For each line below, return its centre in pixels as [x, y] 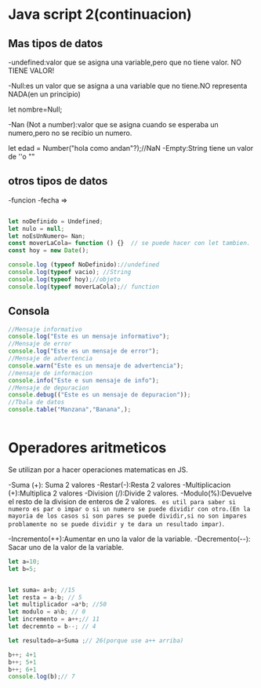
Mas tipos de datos [56, 44]
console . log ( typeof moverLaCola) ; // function [83, 287]
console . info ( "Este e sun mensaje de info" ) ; [83, 380]
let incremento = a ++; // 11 [54, 619]
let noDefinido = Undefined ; [56, 221]
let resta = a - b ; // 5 [45, 597]
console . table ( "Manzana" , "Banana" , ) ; [70, 410]
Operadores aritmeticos [87, 448]
